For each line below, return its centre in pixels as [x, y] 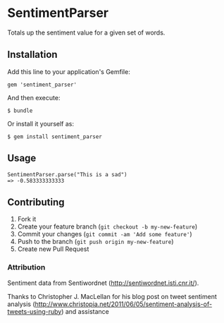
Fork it [27, 219]
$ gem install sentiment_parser [55, 136]
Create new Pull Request [53, 249]
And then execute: [34, 97]
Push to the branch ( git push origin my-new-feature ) [95, 242]
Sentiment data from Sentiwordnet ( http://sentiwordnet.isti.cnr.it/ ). [103, 283]
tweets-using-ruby [35, 311]
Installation [32, 55]
